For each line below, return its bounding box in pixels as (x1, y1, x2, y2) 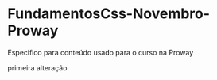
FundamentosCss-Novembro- (7, 5, 211, 23)
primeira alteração (7, 63, 68, 72)
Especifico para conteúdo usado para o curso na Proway (7, 48, 194, 57)
